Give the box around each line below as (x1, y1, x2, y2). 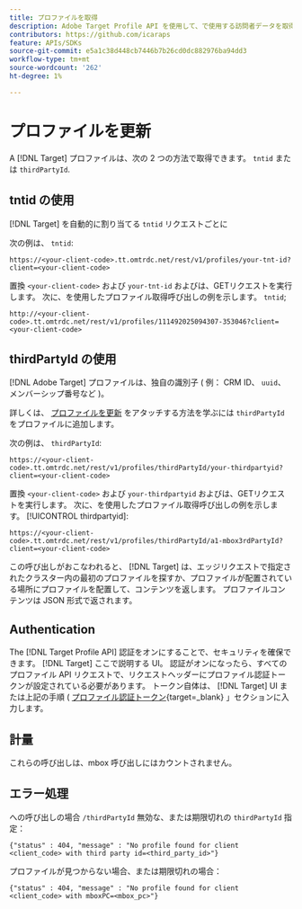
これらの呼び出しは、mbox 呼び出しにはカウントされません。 (9, 757, 237, 768)
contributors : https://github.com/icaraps (9, 30, 171, 39)
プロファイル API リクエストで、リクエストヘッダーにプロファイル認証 (9, 669, 271, 680)
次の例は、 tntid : (9, 237, 74, 248)
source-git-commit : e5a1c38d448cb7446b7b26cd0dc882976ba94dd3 (9, 47, 247, 56)
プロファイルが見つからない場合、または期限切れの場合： (9, 865, 222, 877)
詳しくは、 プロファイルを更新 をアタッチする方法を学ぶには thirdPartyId (9, 407, 285, 418)
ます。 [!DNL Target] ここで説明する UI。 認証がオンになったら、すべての (16, 658, 288, 669)
